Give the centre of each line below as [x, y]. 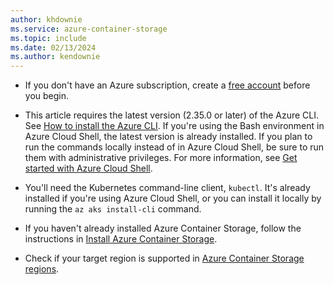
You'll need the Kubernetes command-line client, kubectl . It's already [167, 188]
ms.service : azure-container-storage [89, 29]
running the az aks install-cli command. [113, 209]
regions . [42, 269]
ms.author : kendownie [55, 57]
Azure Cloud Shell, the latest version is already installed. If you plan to [168, 137]
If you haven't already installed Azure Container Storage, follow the [163, 228]
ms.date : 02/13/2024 [53, 47]
